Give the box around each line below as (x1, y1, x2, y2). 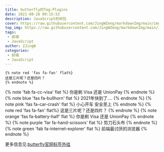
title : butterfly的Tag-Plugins (5, 7, 68, 12)
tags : (5, 30, 16, 35)
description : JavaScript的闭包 (5, 16, 67, 21)
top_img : (5, 25, 23, 30)
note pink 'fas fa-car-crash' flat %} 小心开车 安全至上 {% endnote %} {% (5, 101, 151, 108)
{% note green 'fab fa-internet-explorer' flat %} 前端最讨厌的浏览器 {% (5, 126, 147, 132)
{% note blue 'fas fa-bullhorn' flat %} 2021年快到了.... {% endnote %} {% (5, 95, 152, 101)
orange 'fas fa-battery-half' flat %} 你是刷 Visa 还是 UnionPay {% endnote (5, 113, 154, 120)
